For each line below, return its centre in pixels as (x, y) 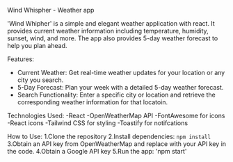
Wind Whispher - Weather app (51, 10)
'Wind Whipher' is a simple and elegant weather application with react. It (111, 23)
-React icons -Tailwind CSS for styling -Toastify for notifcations (98, 123)
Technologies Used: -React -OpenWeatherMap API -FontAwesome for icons (116, 115)
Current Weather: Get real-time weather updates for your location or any (121, 73)
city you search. (40, 80)
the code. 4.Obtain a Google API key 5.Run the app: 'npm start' (97, 151)
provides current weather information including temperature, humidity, (108, 31)
